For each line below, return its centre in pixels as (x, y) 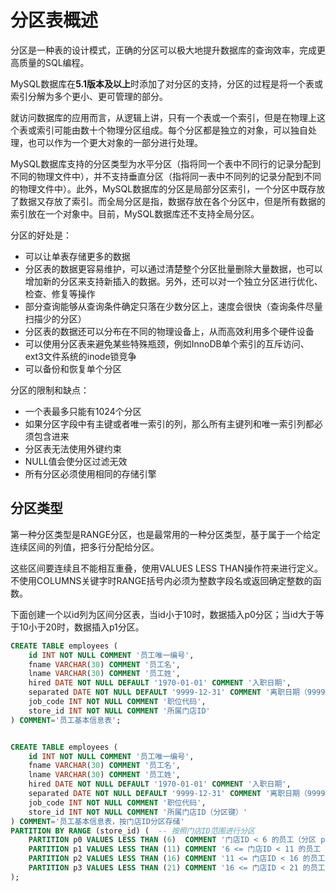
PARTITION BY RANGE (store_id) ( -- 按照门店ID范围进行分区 (132, 831)
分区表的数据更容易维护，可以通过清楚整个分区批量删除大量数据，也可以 (173, 268)
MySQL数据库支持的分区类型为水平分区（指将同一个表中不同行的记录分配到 (166, 163)
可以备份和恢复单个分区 (73, 368)
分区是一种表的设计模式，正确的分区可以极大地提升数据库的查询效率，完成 (163, 50)
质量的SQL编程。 (54, 62)
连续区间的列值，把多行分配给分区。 (85, 547)
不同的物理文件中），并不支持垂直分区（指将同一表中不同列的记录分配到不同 (166, 176)
